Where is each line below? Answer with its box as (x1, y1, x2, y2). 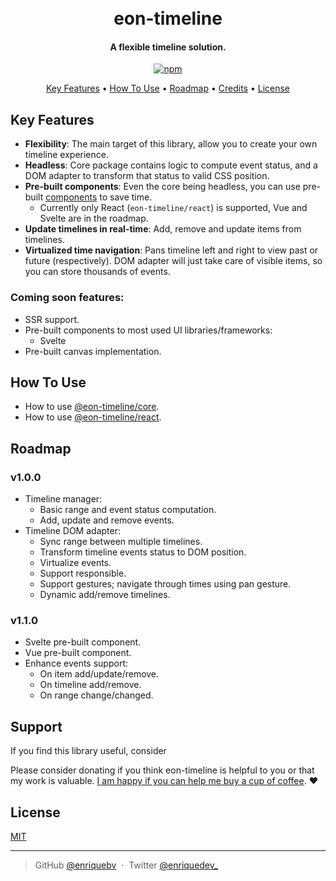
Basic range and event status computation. (39, 504, 217, 515)
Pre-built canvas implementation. (24, 345, 162, 357)
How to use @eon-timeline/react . (24, 411, 162, 423)
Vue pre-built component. (24, 647, 132, 659)
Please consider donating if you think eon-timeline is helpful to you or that (10, 764, 315, 776)
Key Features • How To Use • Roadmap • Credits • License (45, 82, 291, 95)
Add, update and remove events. (39, 514, 175, 526)
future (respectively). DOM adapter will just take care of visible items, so (24, 255, 323, 267)
